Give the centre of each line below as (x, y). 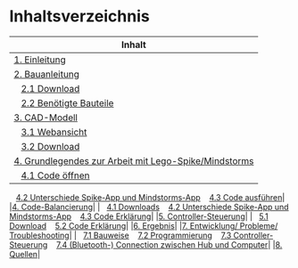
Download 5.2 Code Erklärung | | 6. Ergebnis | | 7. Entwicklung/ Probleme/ (144, 225)
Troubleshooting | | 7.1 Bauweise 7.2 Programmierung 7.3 (120, 235)
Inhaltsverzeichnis (79, 16)
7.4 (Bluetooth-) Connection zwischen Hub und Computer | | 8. (170, 244)
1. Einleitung (40, 60)
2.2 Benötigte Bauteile (67, 102)
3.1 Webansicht (54, 132)
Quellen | (25, 254)
